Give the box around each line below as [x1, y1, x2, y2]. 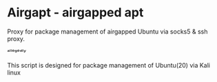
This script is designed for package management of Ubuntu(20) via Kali [7, 61, 211, 69]
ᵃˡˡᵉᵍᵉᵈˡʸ [7, 48, 26, 56]
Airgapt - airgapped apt [7, 5, 144, 20]
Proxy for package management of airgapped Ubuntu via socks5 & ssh [7, 27, 208, 36]
